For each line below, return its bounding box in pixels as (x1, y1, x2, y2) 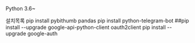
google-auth (27, 30, 58, 37)
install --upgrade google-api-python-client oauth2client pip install (5, 24, 166, 31)
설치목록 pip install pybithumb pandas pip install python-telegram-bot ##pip (5, 17, 190, 24)
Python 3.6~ (5, 5, 36, 12)
